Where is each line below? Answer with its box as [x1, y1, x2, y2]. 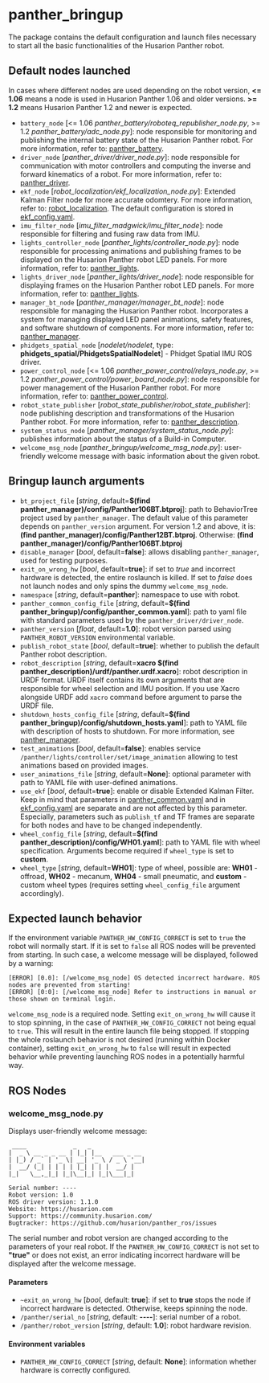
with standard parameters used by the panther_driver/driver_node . [19, 615, 244, 624]
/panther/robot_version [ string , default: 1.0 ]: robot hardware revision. [19, 1320, 251, 1331]
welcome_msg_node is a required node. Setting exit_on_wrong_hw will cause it [8, 1009, 255, 1019]
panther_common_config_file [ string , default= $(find [19, 598, 190, 608]
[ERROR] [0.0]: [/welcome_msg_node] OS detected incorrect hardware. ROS [8, 974, 261, 982]
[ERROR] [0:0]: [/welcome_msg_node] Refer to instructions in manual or [8, 988, 257, 996]
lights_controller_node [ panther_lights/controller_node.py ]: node [19, 237, 239, 247]
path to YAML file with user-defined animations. [19, 777, 178, 787]
